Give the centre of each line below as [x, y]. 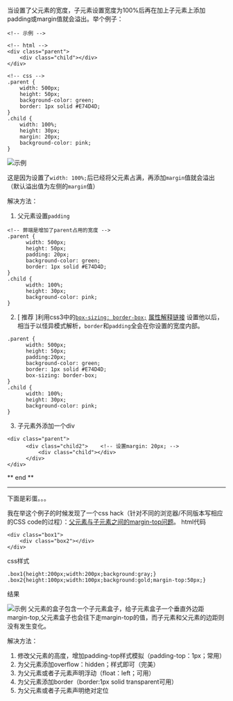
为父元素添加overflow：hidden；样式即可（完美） [88, 664]
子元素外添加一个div [46, 426]
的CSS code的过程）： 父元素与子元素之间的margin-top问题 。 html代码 [106, 522]
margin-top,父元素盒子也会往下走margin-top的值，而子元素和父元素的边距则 [116, 617]
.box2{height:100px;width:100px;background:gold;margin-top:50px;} [107, 580]
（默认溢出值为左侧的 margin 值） [53, 186]
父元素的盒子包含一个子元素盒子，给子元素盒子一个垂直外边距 [116, 609]
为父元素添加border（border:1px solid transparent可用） [97, 682]
